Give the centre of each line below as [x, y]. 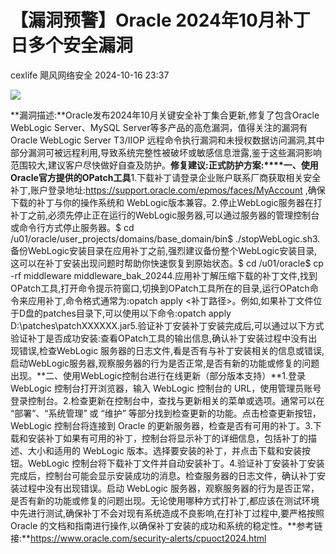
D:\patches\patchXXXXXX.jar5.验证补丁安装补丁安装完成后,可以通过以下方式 [167, 325]
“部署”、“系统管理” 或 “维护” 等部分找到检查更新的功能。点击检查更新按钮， [166, 413]
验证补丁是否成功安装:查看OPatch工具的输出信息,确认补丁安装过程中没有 [159, 338]
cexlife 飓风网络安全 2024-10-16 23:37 [90, 75]
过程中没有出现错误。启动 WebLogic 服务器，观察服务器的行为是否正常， [169, 488]
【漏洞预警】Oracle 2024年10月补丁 [160, 20]
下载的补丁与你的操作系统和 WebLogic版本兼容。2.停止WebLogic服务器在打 [166, 202]
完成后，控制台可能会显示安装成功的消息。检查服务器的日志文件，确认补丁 [163, 475]
